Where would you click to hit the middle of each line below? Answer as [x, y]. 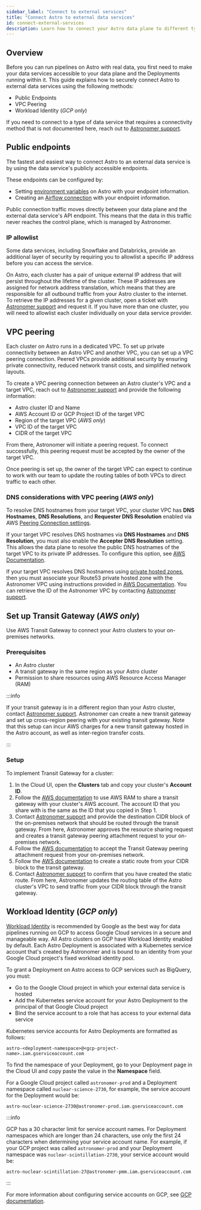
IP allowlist [22, 237]
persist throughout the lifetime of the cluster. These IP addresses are [91, 281]
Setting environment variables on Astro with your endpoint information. [102, 191]
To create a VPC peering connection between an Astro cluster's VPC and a [98, 383]
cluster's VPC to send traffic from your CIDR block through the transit [100, 886]
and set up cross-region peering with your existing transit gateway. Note [95, 720]
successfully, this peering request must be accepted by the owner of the [96, 451]
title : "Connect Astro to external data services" [71, 17]
